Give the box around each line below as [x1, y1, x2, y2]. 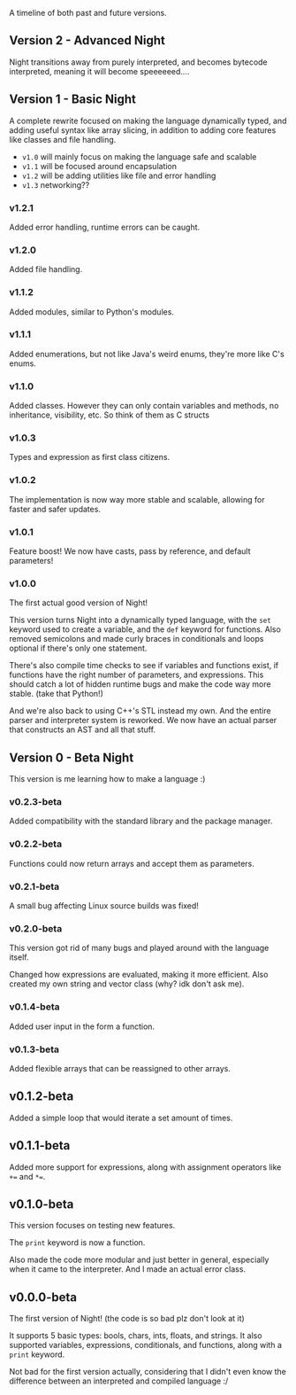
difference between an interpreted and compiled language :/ [9, 1376, 229, 1386]
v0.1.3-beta [9, 1043, 60, 1056]
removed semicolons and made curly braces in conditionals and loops [9, 634, 264, 644]
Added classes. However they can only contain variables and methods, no [9, 401, 279, 411]
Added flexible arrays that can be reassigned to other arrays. [9, 1063, 231, 1073]
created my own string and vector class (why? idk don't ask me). [9, 978, 245, 989]
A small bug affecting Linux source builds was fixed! [9, 900, 199, 911]
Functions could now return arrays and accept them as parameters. [9, 858, 254, 869]
